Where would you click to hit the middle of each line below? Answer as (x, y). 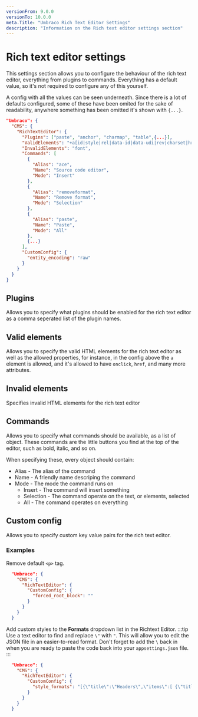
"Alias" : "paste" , (55, 219)
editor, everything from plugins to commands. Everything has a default (92, 80)
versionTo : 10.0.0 (29, 17)
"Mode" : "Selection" (57, 203)
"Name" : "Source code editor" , (71, 170)
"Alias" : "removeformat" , (64, 192)
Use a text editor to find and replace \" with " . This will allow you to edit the (98, 635)
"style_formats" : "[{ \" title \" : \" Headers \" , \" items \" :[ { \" (108, 687)
